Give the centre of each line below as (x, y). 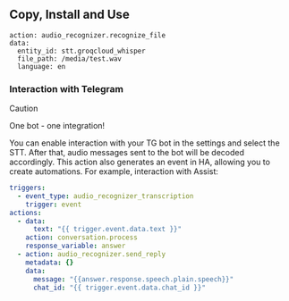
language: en (42, 66)
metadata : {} (50, 263)
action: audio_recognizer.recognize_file (88, 35)
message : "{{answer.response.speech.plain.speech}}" (133, 279)
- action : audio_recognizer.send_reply (92, 255)
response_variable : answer (76, 246)
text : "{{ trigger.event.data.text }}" (107, 230)
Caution (24, 109)
